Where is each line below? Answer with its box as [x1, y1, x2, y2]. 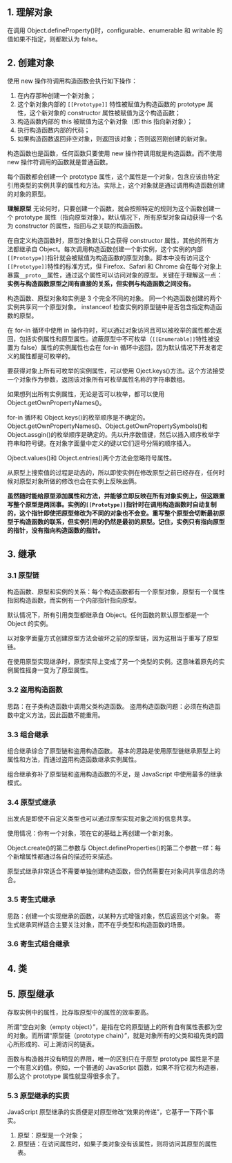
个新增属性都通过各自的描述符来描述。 [7, 852, 116, 861]
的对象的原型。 [7, 189, 50, 198]
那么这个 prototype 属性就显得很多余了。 [7, 1072, 124, 1080]
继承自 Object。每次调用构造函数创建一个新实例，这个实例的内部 [19, 244, 204, 253]
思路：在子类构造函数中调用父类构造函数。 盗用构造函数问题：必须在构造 [7, 702, 215, 710]
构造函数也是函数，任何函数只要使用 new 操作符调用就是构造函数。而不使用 [7, 149, 222, 157]
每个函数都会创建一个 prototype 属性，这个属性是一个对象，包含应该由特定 [7, 172, 220, 181]
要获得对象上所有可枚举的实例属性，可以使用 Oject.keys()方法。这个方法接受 [7, 367, 225, 375]
